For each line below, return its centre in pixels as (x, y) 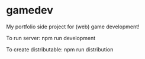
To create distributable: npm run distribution (60, 49)
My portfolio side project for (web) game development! (73, 27)
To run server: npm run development (51, 38)
